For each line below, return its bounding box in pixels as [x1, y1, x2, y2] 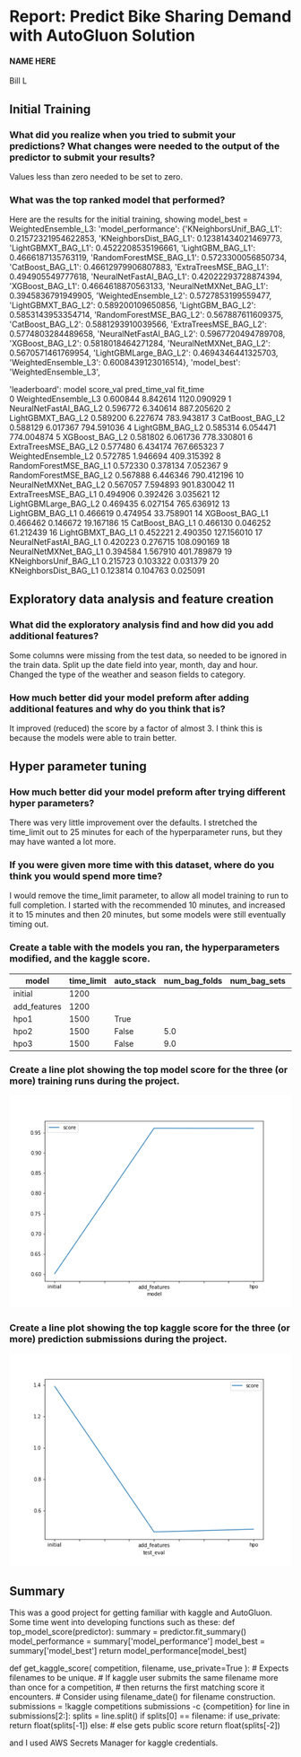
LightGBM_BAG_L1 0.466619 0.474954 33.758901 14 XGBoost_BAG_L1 [9, 508, 269, 519]
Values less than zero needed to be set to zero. [9, 171, 184, 182]
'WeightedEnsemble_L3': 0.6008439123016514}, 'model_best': [9, 357, 241, 368]
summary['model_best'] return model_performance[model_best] [9, 1646, 247, 1656]
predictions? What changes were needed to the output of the [9, 139, 280, 152]
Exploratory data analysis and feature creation [9, 591, 274, 607]
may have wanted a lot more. [9, 837, 116, 848]
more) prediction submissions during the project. [9, 1333, 228, 1346]
